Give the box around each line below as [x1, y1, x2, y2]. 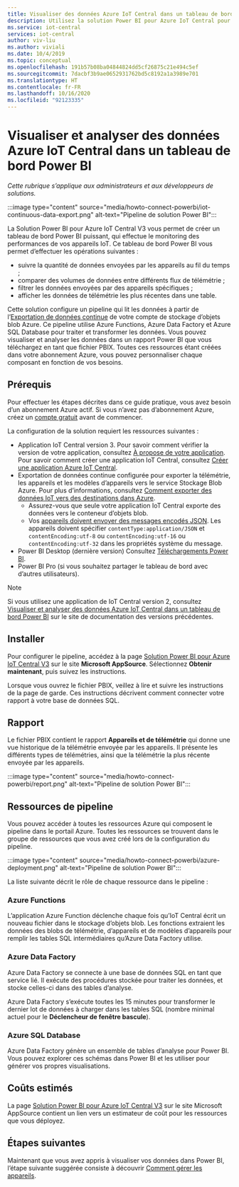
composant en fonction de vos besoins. [7, 358, 123, 366]
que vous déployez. [7, 1116, 65, 1125]
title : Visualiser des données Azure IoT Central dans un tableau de [7, 10, 218, 18]
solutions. [7, 188, 36, 197]
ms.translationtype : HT [7, 76, 78, 84]
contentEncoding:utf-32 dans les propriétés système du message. [28, 539, 223, 547]
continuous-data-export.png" [7, 210, 94, 218]
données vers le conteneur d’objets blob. [28, 508, 149, 517]
